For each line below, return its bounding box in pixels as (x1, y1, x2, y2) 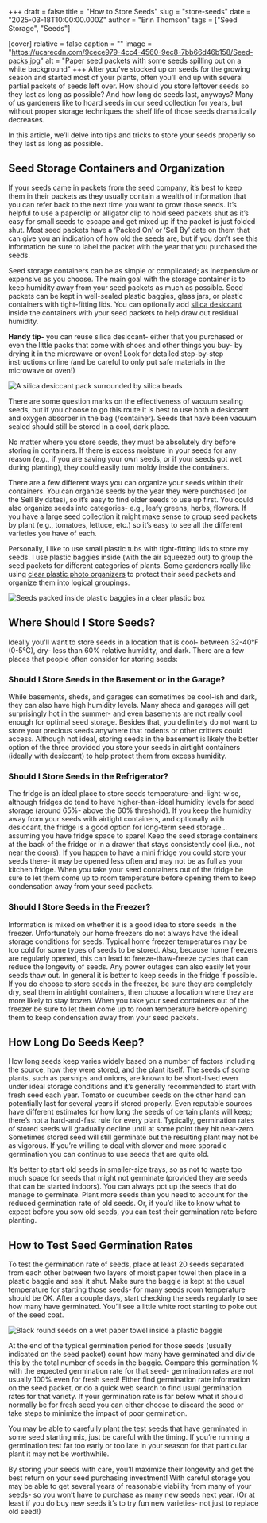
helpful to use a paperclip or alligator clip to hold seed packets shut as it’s (8, 208, 249, 218)
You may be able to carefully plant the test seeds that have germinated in (8, 1424, 248, 1433)
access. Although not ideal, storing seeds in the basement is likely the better (8, 734, 258, 744)
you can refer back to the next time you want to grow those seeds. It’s (8, 199, 237, 209)
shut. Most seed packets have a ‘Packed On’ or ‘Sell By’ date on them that (8, 225, 250, 234)
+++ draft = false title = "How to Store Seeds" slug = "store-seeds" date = (8, 7, 252, 16)
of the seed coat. (8, 1310, 64, 1320)
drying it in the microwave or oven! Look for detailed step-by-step (8, 349, 224, 358)
